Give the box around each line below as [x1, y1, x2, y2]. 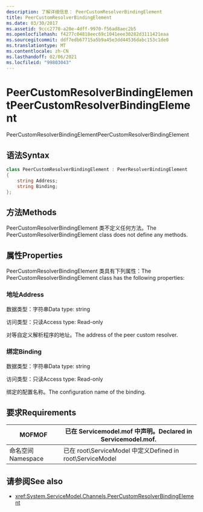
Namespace [9, 454, 44, 462]
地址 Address [6, 291, 44, 299]
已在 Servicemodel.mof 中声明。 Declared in [65, 427, 192, 435]
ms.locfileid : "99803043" [6, 59, 71, 65]
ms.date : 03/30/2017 [6, 20, 59, 26]
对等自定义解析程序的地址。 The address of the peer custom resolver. [6, 331, 178, 339]
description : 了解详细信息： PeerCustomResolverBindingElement [6, 8, 163, 15]
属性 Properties [6, 250, 63, 261]
